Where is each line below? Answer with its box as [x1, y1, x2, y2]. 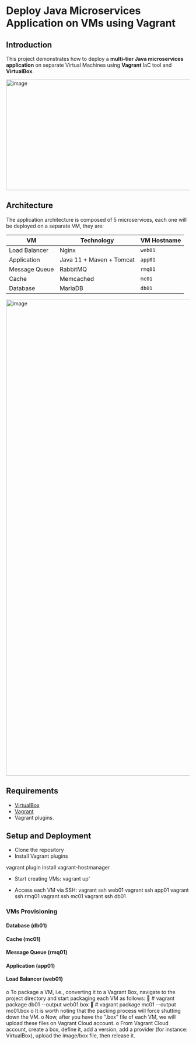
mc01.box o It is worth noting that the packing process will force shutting [6, 1007, 181, 1014]
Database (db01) [6, 922, 48, 929]
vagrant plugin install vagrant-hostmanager [6, 864, 110, 871]
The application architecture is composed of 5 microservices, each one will [6, 216, 187, 223]
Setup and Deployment [6, 831, 92, 841]
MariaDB [59, 284, 83, 292]
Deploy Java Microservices [6, 4, 141, 18]
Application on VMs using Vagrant [6, 16, 176, 30]
